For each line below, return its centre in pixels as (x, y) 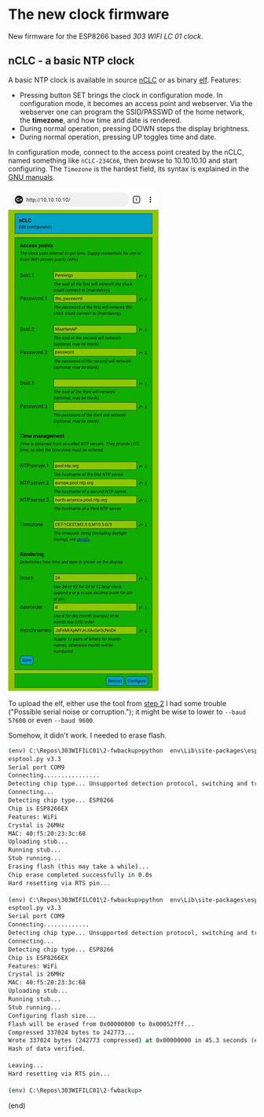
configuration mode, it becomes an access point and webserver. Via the (136, 103)
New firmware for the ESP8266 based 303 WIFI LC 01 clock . (106, 36)
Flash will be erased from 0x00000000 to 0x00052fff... (101, 1024)
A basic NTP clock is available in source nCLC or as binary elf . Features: (125, 79)
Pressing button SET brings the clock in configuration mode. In (121, 95)
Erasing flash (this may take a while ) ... (79, 866)
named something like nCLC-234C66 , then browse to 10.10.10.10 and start (123, 160)
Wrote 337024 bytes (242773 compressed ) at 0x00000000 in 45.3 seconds (128, 1041)
